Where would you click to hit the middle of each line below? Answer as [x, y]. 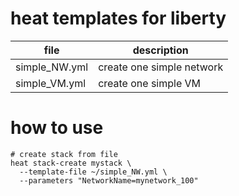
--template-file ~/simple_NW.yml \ [93, 172]
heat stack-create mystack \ [71, 163]
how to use [57, 128]
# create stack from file [64, 154]
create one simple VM [150, 83]
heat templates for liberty [118, 18]
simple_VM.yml [51, 83]
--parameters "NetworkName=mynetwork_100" [109, 180]
